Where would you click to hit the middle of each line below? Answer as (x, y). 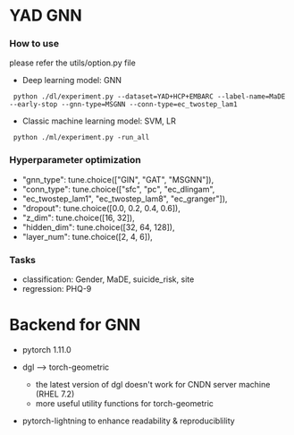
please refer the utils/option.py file (72, 63)
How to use (34, 44)
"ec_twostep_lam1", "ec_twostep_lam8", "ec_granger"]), (125, 199)
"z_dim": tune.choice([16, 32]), (79, 217)
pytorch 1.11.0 (46, 350)
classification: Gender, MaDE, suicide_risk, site (108, 279)
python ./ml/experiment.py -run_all (81, 138)
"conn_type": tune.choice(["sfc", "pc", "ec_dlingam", (118, 189)
